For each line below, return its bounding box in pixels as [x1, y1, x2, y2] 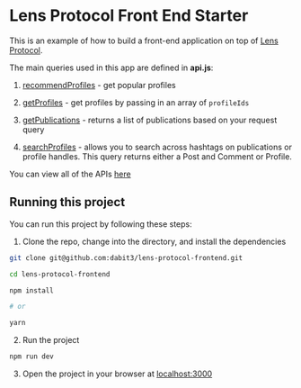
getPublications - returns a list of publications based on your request [22, 114, 278, 125]
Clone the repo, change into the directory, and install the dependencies [22, 236, 287, 247]
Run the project [22, 335, 80, 346]
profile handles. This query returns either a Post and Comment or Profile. [22, 150, 292, 162]
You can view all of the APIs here [9, 168, 132, 179]
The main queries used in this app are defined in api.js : [9, 62, 214, 73]
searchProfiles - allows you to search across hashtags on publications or [22, 141, 292, 152]
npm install [9, 285, 54, 295]
